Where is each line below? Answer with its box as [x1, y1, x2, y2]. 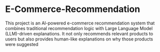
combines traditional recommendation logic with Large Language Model [5, 25, 153, 31]
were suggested [5, 41, 39, 47]
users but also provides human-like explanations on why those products [5, 36, 154, 42]
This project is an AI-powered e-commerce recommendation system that [5, 20, 155, 26]
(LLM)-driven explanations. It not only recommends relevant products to [5, 30, 154, 36]
